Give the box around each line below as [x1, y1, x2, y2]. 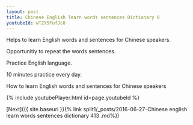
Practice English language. [6, 59, 72, 66]
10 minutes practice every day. [6, 71, 82, 78]
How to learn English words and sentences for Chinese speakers [6, 83, 167, 90]
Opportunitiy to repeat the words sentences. [6, 48, 116, 55]
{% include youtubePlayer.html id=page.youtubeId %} [6, 94, 140, 102]
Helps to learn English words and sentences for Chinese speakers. [6, 36, 171, 44]
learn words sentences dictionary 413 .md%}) [6, 112, 120, 120]
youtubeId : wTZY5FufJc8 [6, 20, 66, 26]
